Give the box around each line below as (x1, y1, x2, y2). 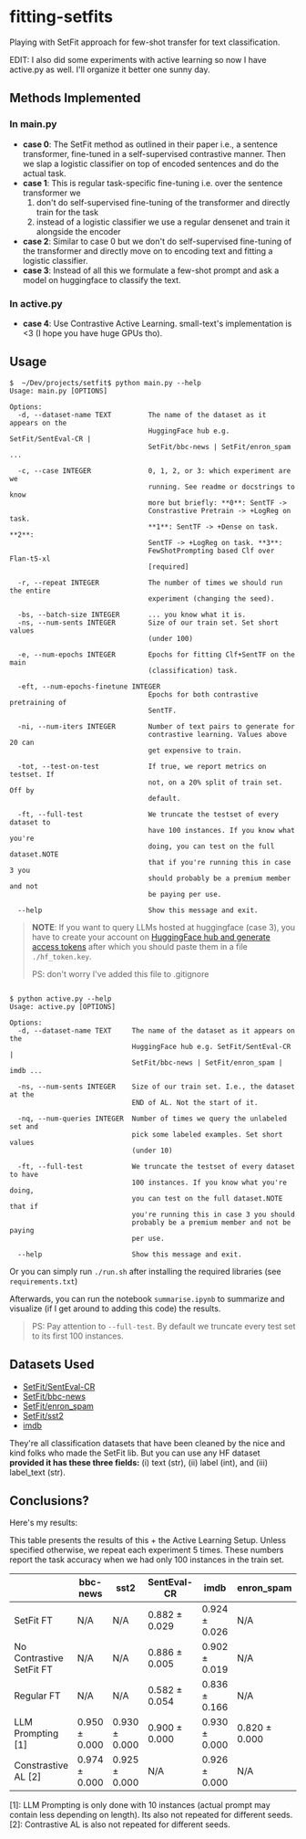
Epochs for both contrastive (148, 689, 259, 699)
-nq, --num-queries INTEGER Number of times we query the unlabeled (17, 1114, 287, 1123)
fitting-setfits (9, 6, 114, 27)
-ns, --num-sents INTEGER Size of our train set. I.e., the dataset (17, 1082, 296, 1091)
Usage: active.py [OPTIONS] (9, 1002, 117, 1011)
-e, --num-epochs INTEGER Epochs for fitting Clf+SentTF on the (17, 650, 296, 659)
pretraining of (9, 698, 67, 707)
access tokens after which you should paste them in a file (31, 941, 248, 951)
